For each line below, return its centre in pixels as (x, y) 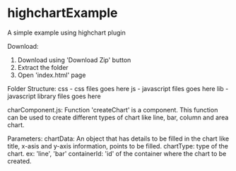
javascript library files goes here (54, 96)
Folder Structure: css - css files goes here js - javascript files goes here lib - (118, 88)
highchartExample (63, 13)
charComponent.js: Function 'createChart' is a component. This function (113, 110)
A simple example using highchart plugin (66, 33)
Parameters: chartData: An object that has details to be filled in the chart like (118, 138)
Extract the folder (43, 67)
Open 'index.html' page (52, 75)
